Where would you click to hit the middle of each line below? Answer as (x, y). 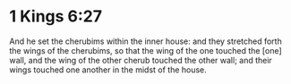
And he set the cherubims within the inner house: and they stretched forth (145, 41)
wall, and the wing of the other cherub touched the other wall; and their (141, 60)
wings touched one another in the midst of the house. (108, 70)
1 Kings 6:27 (56, 17)
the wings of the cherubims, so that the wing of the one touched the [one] (145, 50)
